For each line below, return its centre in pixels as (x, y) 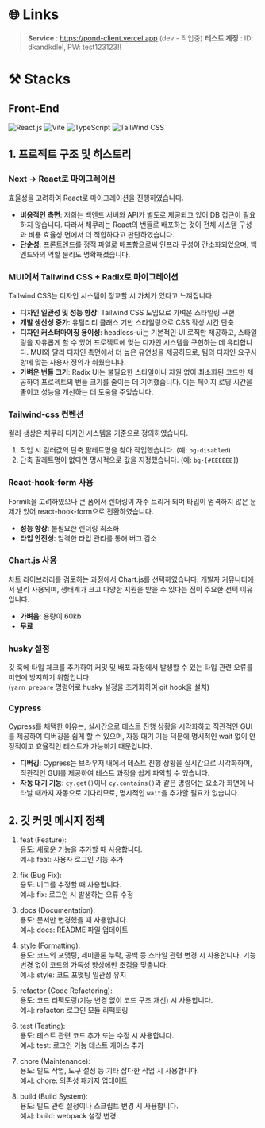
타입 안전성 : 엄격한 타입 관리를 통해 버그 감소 (88, 538)
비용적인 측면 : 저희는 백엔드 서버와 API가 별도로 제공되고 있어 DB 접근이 (130, 214)
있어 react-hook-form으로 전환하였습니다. (88, 511)
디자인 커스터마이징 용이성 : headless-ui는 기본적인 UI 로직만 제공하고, (128, 332)
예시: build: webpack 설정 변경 (68, 1116)
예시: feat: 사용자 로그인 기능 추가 (71, 860)
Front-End (34, 108)
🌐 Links (34, 15)
